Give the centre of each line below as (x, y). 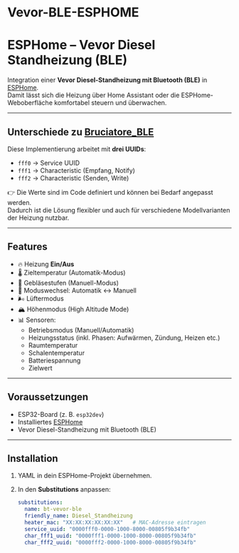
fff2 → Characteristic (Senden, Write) (73, 178)
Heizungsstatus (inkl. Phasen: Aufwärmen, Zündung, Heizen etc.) (124, 338)
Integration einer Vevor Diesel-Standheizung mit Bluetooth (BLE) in (107, 80)
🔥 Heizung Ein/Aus (46, 264)
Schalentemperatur (57, 352)
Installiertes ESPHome (50, 422)
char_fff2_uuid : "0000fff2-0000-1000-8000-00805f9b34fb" (111, 542)
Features (27, 247)
